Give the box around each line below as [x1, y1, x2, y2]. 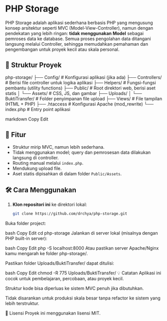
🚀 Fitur [5, 131, 27, 139]
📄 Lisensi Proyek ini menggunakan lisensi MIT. [5, 310, 101, 316]
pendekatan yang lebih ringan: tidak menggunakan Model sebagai [5, 30, 144, 36]
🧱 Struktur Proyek [5, 61, 62, 69]
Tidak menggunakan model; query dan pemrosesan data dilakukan [12, 149, 151, 155]
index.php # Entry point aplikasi [5, 106, 71, 112]
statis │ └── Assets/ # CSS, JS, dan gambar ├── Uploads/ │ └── [5, 90, 142, 96]
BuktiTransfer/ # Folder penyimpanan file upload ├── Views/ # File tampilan [5, 95, 162, 101]
